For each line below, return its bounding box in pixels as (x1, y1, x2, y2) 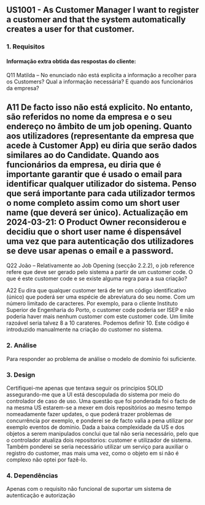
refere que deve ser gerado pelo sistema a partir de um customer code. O (6, 268, 193, 276)
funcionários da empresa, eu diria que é (6, 159, 161, 170)
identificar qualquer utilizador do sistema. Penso (6, 178, 197, 189)
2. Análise (6, 341, 37, 350)
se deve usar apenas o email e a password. (6, 245, 174, 256)
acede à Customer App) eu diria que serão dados (6, 140, 198, 151)
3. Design (6, 370, 36, 379)
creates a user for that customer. (6, 24, 135, 34)
